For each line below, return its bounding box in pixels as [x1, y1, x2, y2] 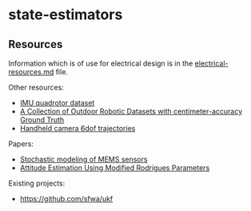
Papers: [8, 139, 34, 149]
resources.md [8, 67, 54, 77]
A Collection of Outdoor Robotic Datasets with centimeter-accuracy [19, 106, 243, 116]
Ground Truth [19, 115, 65, 125]
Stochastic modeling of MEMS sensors [19, 154, 148, 164]
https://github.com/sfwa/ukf [19, 194, 114, 203]
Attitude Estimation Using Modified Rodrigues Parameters [19, 163, 210, 173]
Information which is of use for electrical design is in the [8, 58, 193, 68]
